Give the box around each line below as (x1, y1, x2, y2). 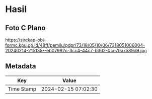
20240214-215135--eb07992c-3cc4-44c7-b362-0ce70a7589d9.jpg (5, 48, 147, 53)
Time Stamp (8, 85, 37, 92)
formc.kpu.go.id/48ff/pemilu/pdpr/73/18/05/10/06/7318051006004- (5, 42, 145, 48)
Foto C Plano (5, 24, 46, 32)
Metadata (5, 62, 36, 71)
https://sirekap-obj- (5, 37, 46, 43)
